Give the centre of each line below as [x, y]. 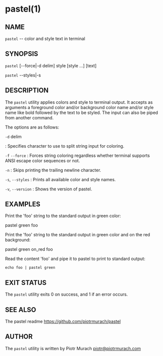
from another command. [29, 117]
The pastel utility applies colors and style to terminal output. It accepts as [79, 102]
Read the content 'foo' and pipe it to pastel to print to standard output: [75, 259]
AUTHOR [19, 337]
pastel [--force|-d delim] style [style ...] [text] [51, 66]
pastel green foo [21, 225]
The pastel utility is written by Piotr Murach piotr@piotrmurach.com [73, 348]
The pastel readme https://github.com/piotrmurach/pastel [63, 321]
